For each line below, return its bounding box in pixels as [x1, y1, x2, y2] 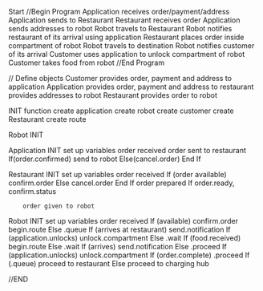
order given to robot [22, 202, 95, 210]
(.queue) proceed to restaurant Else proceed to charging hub [8, 259, 210, 268]
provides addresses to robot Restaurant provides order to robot [8, 91, 218, 99]
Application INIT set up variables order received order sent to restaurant [8, 146, 247, 155]
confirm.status [8, 187, 57, 196]
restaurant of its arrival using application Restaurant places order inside [8, 32, 245, 42]
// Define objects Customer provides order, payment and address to [8, 74, 233, 83]
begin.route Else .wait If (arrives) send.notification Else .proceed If [8, 242, 227, 251]
